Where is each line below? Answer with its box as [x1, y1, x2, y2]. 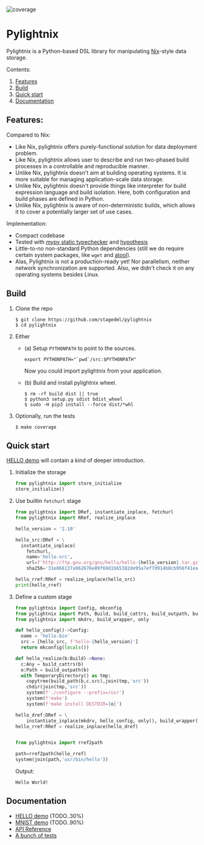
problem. [15, 149, 38, 157]
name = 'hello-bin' [21, 633, 71, 639]
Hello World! [15, 780, 49, 786]
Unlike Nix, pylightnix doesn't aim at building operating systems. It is [15, 169, 187, 176]
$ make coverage [15, 424, 57, 430]
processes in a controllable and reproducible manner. [15, 162, 149, 169]
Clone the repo [15, 305, 53, 312]
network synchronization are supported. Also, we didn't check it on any [15, 264, 195, 272]
